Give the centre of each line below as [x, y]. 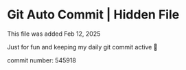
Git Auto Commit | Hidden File [93, 15]
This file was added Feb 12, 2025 [54, 34]
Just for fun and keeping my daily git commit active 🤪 [82, 47]
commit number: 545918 [42, 60]
